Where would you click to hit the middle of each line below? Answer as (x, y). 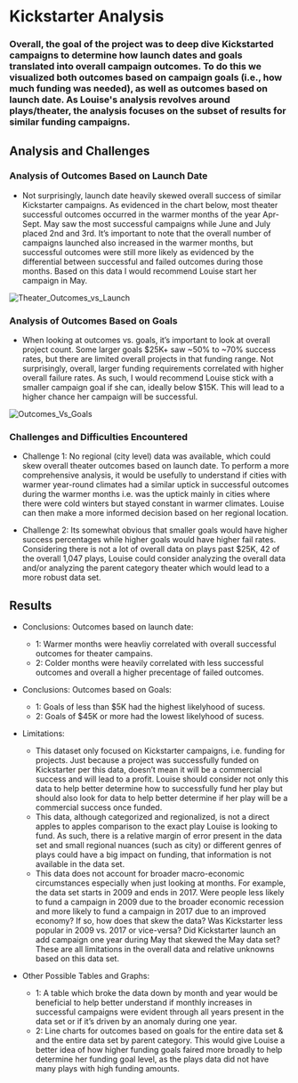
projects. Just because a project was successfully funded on (147, 760)
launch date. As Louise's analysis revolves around (120, 100)
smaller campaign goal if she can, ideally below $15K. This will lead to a (153, 388)
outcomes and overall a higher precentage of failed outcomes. (149, 672)
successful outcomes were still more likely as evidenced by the (138, 252)
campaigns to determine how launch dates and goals (126, 55)
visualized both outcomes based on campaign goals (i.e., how (146, 77)
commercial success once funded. (99, 807)
